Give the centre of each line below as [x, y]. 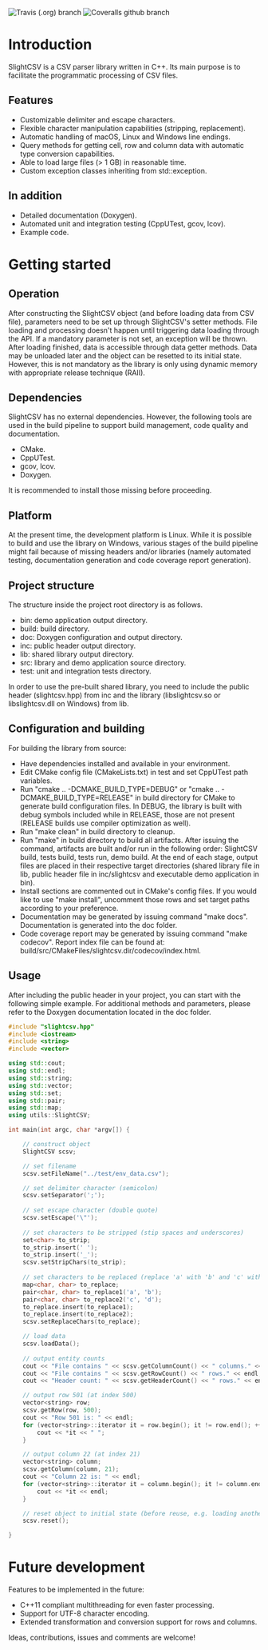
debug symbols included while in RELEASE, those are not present [127, 814]
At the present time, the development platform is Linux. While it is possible [130, 535]
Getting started [60, 264]
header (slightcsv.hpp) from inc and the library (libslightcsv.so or [114, 695]
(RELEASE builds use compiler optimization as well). [105, 823]
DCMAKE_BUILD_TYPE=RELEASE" [77, 797]
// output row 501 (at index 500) [80, 1396]
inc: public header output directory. [78, 645]
